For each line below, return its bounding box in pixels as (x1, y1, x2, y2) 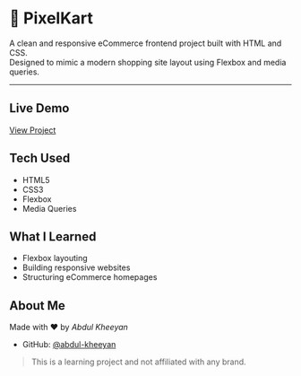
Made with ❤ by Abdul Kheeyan (9, 322, 128, 333)
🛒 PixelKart (9, 8, 94, 29)
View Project (9, 125, 56, 136)
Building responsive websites (21, 262, 131, 273)
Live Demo (9, 101, 70, 116)
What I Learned (9, 229, 97, 244)
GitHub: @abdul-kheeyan (21, 339, 116, 350)
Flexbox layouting (21, 253, 88, 264)
